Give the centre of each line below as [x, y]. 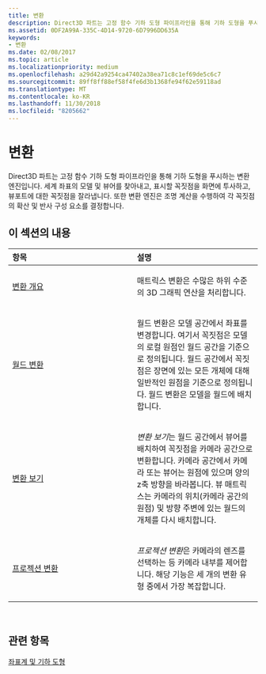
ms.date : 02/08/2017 [42, 52]
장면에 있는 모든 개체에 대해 [201, 370]
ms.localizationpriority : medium [63, 67]
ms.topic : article [38, 60]
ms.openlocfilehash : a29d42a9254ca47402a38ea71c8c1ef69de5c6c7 [115, 74]
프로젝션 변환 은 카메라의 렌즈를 [191, 551]
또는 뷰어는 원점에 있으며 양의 [198, 472]
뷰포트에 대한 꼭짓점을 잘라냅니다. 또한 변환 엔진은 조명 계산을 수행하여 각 [121, 195]
